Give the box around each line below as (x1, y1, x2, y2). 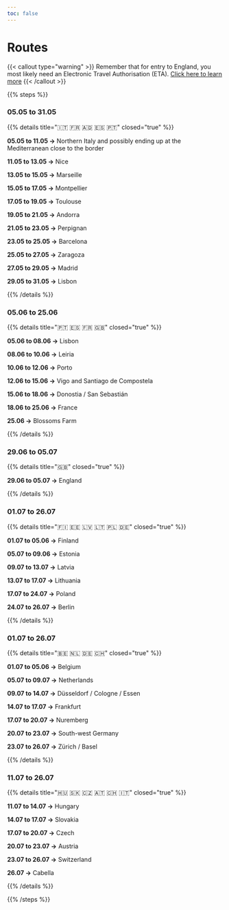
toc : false (7, 10, 38, 17)
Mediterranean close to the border (7, 144, 104, 152)
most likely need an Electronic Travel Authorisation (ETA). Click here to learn (7, 69, 223, 78)
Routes (7, 39, 48, 55)
